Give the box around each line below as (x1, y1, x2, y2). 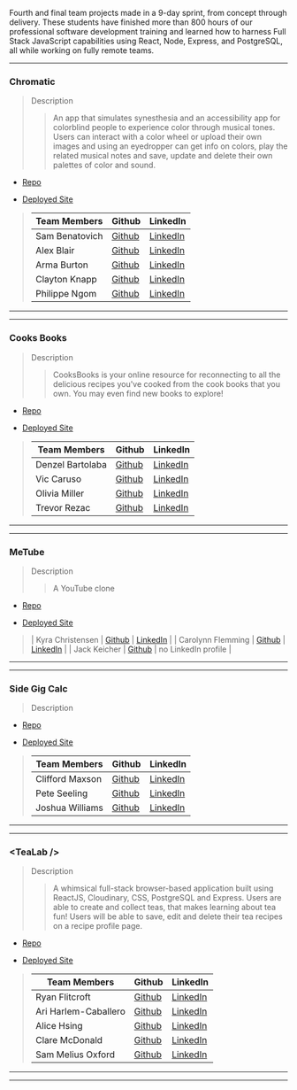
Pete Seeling (34, 787, 88, 800)
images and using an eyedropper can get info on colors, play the (52, 141, 289, 151)
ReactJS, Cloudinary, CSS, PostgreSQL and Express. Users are (52, 893, 282, 903)
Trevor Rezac (34, 501, 91, 514)
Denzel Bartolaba (34, 458, 108, 470)
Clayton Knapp (34, 274, 97, 286)
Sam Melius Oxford (34, 1048, 115, 1061)
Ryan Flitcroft (34, 991, 91, 1003)
